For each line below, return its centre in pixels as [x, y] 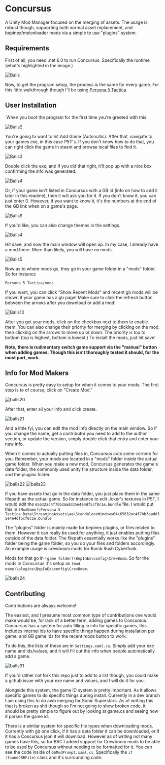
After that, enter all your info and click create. [51, 409]
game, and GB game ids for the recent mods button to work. [66, 636]
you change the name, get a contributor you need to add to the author [76, 434]
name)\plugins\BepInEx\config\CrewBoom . [47, 569]
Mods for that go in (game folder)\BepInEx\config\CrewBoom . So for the [77, 558]
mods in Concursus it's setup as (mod [43, 564]
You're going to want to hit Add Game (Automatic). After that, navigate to [79, 136]
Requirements [27, 48]
